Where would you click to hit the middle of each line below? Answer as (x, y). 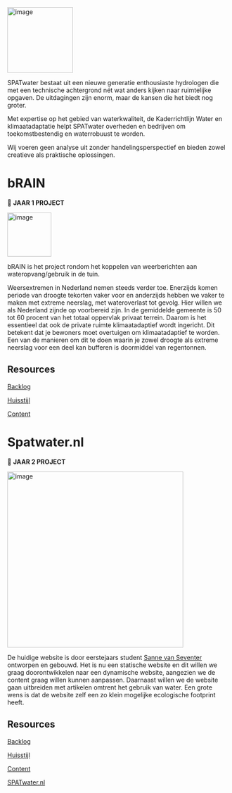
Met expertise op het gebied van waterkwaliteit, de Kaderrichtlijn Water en (115, 119)
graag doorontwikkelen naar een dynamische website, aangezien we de (111, 672)
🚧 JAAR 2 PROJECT (37, 462)
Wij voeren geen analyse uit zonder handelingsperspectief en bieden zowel (116, 147)
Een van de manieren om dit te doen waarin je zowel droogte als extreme (113, 340)
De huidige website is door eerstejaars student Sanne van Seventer (105, 657)
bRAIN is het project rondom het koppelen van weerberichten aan (102, 266)
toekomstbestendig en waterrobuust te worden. (76, 134)
